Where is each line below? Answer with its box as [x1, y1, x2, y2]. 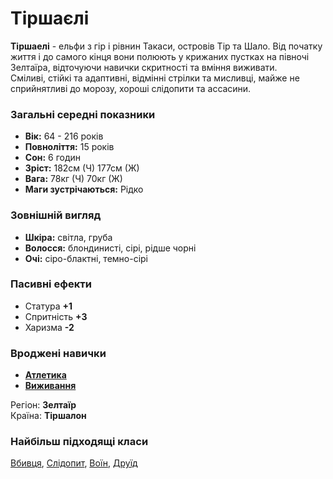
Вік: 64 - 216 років [24, 130, 104, 142]
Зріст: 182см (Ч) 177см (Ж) [24, 162, 140, 174]
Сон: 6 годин [24, 152, 82, 164]
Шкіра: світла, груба [24, 231, 113, 243]
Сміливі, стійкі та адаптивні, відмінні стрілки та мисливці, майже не [10, 72, 300, 84]
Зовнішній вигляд [10, 208, 102, 222]
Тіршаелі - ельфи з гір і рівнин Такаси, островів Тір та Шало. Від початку [10, 40, 323, 52]
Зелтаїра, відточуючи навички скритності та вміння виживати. [10, 61, 278, 73]
